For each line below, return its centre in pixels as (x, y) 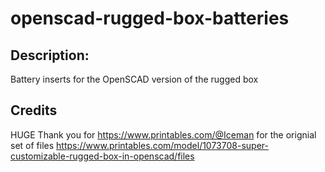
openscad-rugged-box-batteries (150, 18)
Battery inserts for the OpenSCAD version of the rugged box (134, 79)
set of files (32, 145)
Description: (50, 55)
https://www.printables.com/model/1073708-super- (162, 145)
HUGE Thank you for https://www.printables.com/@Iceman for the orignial (163, 134)
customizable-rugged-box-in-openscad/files (102, 156)
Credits (34, 110)
